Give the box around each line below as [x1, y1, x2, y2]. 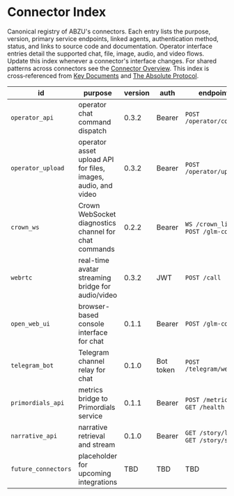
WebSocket [78, 209, 116, 219]
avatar [78, 264, 100, 273]
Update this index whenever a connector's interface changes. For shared [7, 56, 217, 65]
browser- [78, 301, 110, 311]
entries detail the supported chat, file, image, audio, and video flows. [7, 49, 205, 58]
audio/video [78, 290, 118, 300]
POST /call [185, 273, 221, 282]
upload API [78, 154, 114, 164]
